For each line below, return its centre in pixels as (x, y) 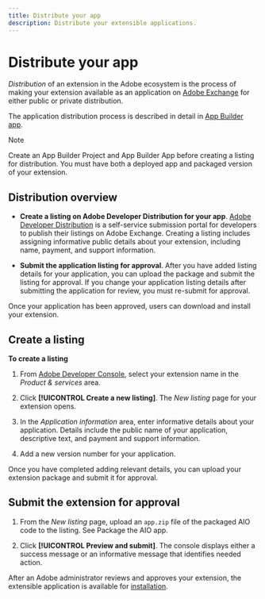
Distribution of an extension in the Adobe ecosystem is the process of (122, 84)
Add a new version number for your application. (98, 454)
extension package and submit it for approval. (83, 478)
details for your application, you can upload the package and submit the (137, 274)
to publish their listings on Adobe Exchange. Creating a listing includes (135, 233)
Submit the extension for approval (94, 503)
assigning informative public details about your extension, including (130, 242)
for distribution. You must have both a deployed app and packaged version (130, 164)
